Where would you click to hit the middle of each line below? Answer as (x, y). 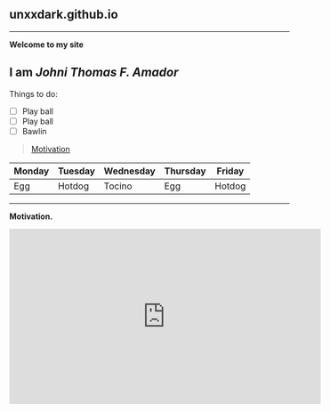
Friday (230, 171)
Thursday (185, 171)
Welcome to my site (47, 44)
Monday (32, 171)
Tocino (118, 186)
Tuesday (76, 171)
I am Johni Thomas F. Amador (94, 73)
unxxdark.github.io (64, 15)
